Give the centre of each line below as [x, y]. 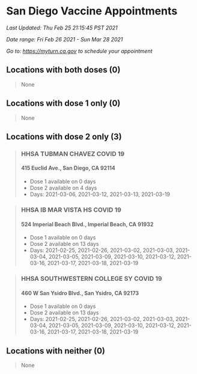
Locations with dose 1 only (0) [63, 103]
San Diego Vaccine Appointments [92, 11]
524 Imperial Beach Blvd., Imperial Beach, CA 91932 [87, 224]
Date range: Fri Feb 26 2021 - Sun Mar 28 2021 [65, 39]
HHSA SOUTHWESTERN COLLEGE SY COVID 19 [91, 279]
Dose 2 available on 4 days [63, 188]
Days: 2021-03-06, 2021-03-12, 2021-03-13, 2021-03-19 [100, 194]
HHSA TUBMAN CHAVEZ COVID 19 [73, 153]
